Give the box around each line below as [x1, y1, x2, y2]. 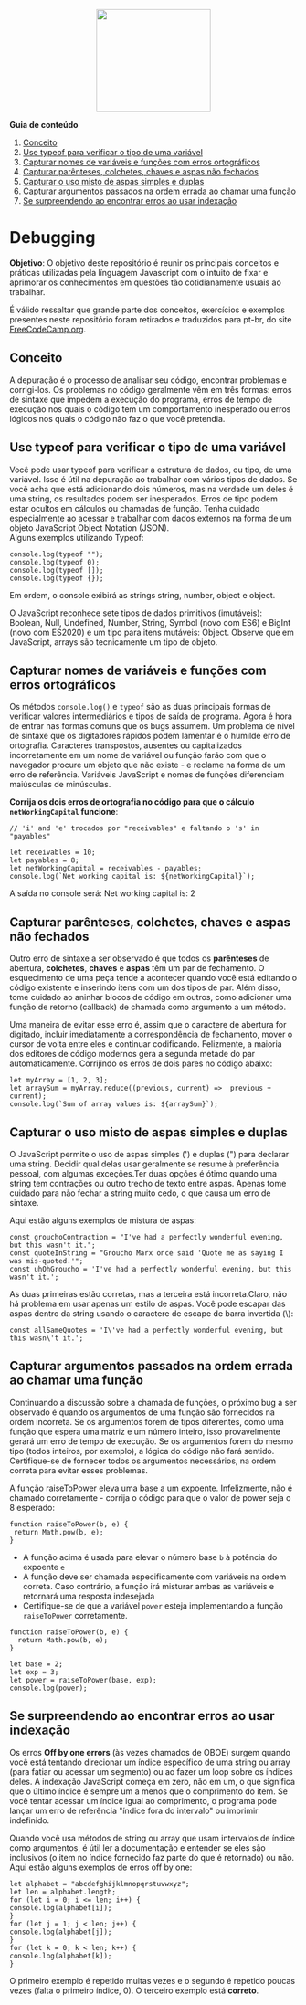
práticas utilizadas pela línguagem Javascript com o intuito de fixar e [9, 267, 269, 278]
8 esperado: [9, 1502, 56, 1513]
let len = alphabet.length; [9, 1887, 117, 1896]
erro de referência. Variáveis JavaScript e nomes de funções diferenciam [9, 769, 285, 780]
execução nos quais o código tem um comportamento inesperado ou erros [9, 403, 291, 415]
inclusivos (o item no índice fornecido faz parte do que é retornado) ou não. [9, 1852, 295, 1863]
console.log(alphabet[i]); [9, 1903, 112, 1913]
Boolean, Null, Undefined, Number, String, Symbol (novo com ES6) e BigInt [9, 617, 291, 628]
